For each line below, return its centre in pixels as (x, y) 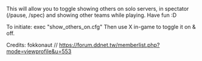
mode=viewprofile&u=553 (39, 51)
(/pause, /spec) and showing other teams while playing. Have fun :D (92, 15)
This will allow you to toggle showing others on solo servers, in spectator (98, 9)
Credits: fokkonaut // (32, 45)
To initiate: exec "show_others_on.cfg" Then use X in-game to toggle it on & (101, 27)
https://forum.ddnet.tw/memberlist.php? (109, 45)
